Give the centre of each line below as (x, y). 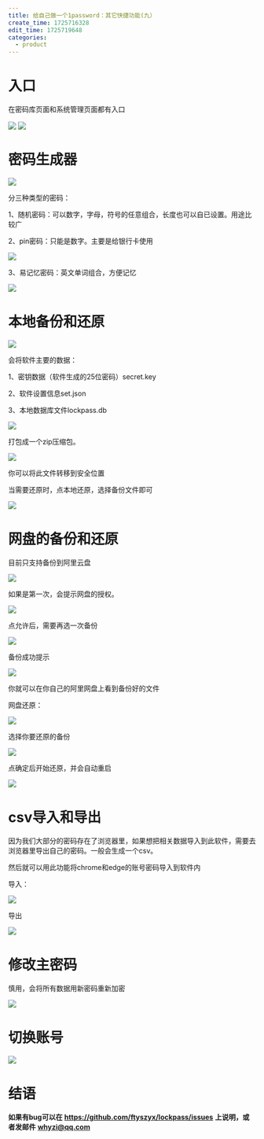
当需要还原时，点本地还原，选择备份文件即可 (81, 490)
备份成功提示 (29, 657)
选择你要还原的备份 (39, 737)
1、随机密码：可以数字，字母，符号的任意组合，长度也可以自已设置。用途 (126, 215)
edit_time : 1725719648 (45, 30)
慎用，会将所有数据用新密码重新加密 (67, 988)
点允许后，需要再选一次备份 (53, 625)
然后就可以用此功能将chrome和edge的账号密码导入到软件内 (104, 867)
